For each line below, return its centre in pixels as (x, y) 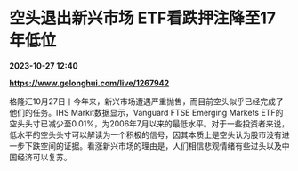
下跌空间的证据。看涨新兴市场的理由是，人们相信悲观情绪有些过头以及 (153, 146)
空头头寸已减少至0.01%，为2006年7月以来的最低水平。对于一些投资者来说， (149, 123)
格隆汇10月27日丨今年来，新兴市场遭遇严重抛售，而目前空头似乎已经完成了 (146, 101)
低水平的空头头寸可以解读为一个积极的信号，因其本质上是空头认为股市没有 (145, 134)
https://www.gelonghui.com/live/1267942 (89, 83)
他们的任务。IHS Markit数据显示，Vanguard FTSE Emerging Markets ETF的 (146, 112)
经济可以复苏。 (44, 157)
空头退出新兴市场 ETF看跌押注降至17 (143, 18)
